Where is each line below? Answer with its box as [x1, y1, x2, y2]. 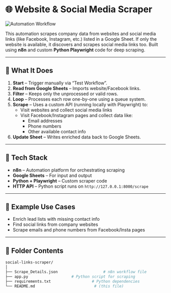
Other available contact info [27, 128, 86, 134]
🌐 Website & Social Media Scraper [5, 4, 153, 15]
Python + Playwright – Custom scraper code [12, 178, 107, 184]
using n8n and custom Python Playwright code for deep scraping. [5, 47, 146, 53]
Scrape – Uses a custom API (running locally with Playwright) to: [12, 101, 148, 107]
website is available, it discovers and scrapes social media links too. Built [5, 41, 158, 47]
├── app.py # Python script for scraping [5, 274, 136, 279]
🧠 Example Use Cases [5, 202, 75, 211]
